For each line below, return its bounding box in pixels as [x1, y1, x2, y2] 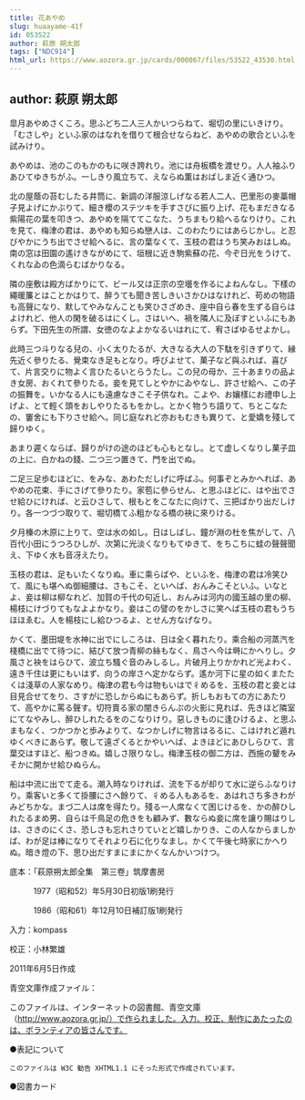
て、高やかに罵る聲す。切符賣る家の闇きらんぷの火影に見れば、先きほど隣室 [9, 702, 296, 713]
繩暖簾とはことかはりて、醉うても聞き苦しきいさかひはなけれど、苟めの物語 [9, 289, 296, 301]
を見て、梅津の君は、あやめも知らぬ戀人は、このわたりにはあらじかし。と [9, 224, 289, 235]
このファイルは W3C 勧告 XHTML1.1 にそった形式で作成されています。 [9, 1064, 239, 1073]
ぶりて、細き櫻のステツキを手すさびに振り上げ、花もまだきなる [56, 201, 296, 212]
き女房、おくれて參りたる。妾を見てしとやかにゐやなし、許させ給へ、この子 [9, 377, 297, 388]
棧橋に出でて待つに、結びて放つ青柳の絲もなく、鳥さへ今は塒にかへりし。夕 [9, 644, 297, 656]
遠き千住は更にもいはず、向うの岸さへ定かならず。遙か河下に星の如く [9, 667, 271, 679]
